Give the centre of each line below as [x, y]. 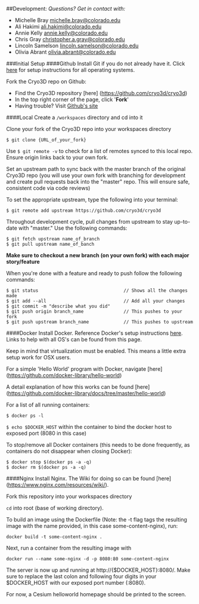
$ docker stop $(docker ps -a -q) [49, 462]
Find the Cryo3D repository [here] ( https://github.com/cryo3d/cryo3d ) [101, 93]
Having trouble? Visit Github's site [56, 106]
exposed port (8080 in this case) [46, 433]
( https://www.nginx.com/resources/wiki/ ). [57, 485]
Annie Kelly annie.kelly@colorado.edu [61, 33]
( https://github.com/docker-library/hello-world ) [64, 375]
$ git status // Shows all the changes [97, 291]
